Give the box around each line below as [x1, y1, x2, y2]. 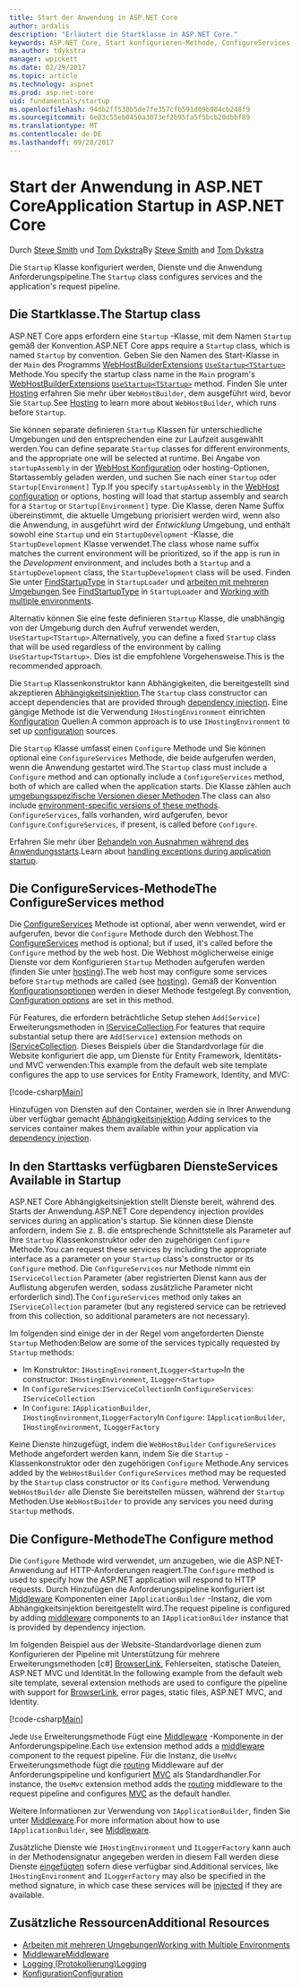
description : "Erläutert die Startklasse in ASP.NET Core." [9, 30, 239, 39]
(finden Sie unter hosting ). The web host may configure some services [9, 967, 268, 977]
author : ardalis [9, 22, 70, 30]
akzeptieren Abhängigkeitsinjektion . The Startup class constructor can [9, 687, 268, 698]
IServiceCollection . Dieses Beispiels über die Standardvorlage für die [9, 1041, 264, 1052]
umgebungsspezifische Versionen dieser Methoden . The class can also [9, 790, 271, 801]
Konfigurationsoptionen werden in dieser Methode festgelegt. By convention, [9, 985, 292, 996]
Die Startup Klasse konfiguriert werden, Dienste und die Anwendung [9, 262, 262, 272]
